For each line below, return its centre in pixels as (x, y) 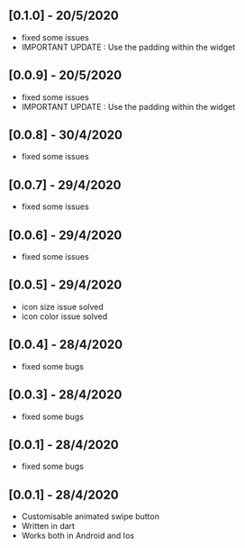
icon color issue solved (64, 316)
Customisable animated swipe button (90, 516)
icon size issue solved (63, 306)
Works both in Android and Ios (78, 535)
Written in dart (48, 526)
